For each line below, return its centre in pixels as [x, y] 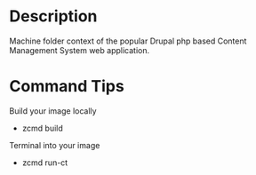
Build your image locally [53, 111]
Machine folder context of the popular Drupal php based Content [128, 41]
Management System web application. [79, 50]
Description [53, 16]
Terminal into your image [55, 145]
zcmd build [43, 128]
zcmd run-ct [45, 163]
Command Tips [67, 87]
